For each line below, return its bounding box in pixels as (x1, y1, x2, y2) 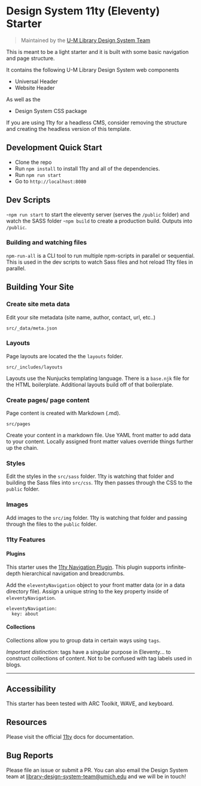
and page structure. (6, 54, 55, 62)
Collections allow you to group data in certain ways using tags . (6, 637, 161, 644)
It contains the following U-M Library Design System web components (6, 66, 179, 73)
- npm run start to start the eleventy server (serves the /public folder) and (6, 211, 190, 218)
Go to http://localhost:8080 (14, 178, 87, 185)
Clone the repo (14, 159, 52, 166)
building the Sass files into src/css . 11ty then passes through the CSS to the (6, 479, 193, 486)
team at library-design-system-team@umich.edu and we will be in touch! (6, 773, 187, 780)
